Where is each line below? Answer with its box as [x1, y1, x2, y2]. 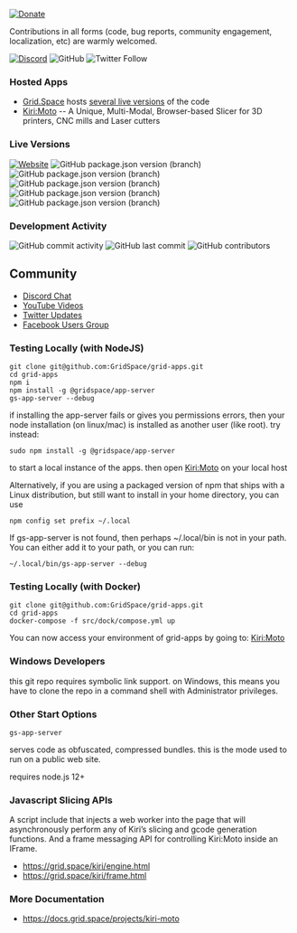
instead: [9, 429, 40, 439]
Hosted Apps [9, 75, 69, 88]
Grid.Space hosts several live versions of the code [22, 96, 210, 108]
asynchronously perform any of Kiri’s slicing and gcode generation [9, 824, 257, 835]
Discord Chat [22, 290, 72, 301]
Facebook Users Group [22, 319, 110, 330]
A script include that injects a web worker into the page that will [9, 815, 246, 825]
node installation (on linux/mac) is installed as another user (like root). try [9, 419, 282, 429]
